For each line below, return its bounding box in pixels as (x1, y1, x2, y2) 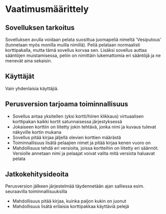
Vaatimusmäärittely (5, 3, 89, 15)
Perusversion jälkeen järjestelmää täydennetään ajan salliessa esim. (5, 183, 145, 189)
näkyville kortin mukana (12, 129, 61, 135)
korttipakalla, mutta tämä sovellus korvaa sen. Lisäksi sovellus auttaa (5, 47, 147, 53)
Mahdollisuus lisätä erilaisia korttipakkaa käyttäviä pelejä (12, 204, 129, 210)
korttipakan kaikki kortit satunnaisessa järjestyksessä (12, 118, 122, 124)
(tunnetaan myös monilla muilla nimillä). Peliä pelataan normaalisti (5, 42, 140, 48)
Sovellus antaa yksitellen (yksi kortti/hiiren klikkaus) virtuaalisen (12, 113, 144, 119)
